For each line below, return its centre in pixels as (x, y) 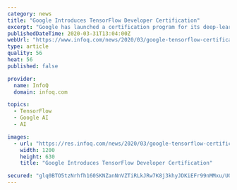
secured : (20, 176)
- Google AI (31, 118)
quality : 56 (25, 53)
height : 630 (37, 157)
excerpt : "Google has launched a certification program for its (104, 27)
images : (19, 137)
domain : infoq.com (41, 92)
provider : (22, 79)
